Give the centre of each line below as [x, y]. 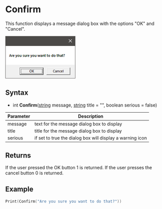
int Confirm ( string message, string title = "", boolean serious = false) [85, 105]
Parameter [19, 116]
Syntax [17, 93]
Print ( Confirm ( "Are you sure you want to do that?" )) [64, 202]
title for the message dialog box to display [78, 130]
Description [91, 116]
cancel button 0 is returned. [34, 173]
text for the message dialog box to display [78, 124]
